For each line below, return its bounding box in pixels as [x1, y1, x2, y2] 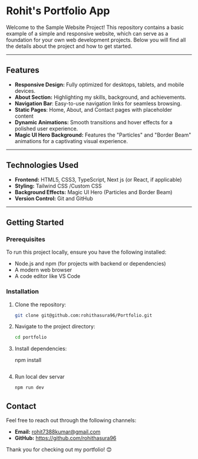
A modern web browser [14, 266, 72, 273]
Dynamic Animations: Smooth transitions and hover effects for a [14, 118, 173, 125]
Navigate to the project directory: [14, 323, 95, 330]
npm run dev [14, 384, 44, 391]
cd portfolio [14, 334, 47, 341]
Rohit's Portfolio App [6, 4, 110, 18]
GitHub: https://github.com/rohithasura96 [14, 434, 117, 441]
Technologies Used [6, 160, 78, 170]
